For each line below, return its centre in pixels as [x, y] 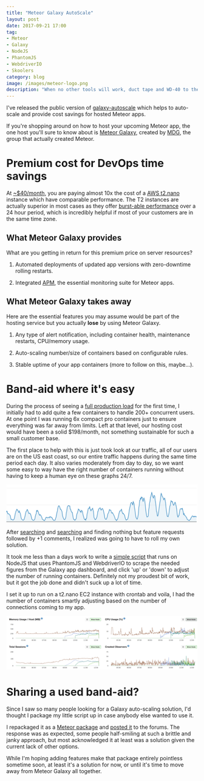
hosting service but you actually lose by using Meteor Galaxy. [83, 322]
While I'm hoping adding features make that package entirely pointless [95, 759]
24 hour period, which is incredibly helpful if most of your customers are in [100, 213]
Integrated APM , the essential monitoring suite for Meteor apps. [95, 282]
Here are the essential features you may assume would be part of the [93, 316]
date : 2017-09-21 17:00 [36, 26]
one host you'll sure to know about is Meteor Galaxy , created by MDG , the [99, 132]
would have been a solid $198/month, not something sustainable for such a [100, 432]
